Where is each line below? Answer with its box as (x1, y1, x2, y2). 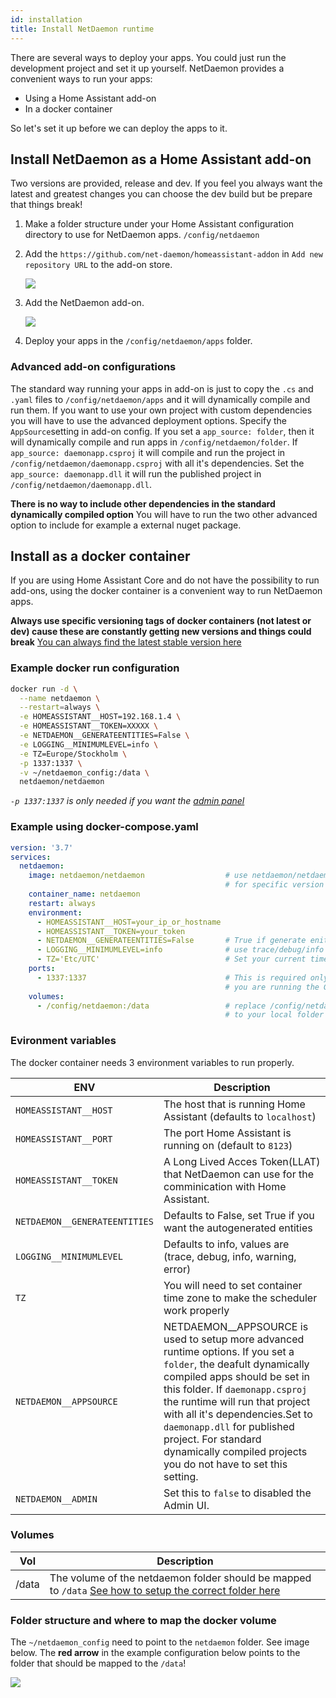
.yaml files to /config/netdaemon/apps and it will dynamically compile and (10, 393, 311, 405)
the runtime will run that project (163, 1394, 311, 1408)
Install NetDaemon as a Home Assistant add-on (10, 151, 312, 168)
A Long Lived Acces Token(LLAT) (163, 1154, 321, 1168)
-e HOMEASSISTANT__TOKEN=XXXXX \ (19, 721, 159, 731)
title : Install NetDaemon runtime (10, 24, 155, 34)
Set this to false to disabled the (163, 1486, 312, 1500)
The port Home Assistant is (163, 1126, 292, 1140)
